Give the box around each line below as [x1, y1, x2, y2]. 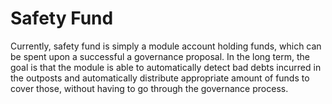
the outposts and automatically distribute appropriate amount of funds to [10, 72, 310, 84]
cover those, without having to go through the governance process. [10, 82, 289, 94]
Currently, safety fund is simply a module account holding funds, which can [10, 40, 322, 52]
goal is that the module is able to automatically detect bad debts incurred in [10, 61, 322, 73]
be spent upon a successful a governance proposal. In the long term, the [10, 50, 310, 62]
